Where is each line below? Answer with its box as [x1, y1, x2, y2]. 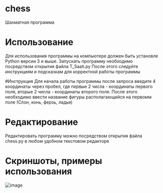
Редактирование [5, 116, 78, 128]
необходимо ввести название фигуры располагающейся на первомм [5, 94, 152, 100]
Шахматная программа [5, 19, 55, 25]
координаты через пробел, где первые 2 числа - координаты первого [5, 83, 153, 89]
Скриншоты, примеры [5, 155, 102, 166]
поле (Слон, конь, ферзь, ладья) [5, 99, 73, 105]
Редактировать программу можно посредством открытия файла [5, 133, 142, 139]
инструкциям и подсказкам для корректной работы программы [5, 69, 140, 75]
